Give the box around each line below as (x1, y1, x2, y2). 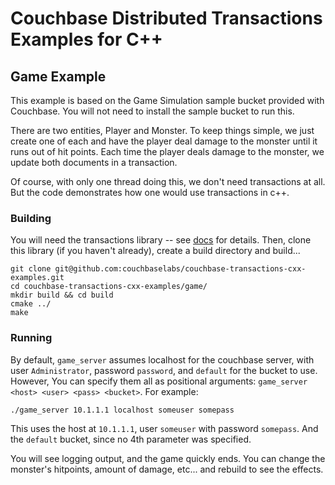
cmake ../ (10, 299, 52, 309)
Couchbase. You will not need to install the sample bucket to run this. (10, 105, 295, 117)
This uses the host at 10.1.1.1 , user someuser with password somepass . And (10, 422, 319, 434)
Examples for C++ (10, 28, 163, 51)
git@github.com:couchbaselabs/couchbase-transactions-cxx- (54, 264, 307, 274)
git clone (10, 264, 52, 274)
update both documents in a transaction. (10, 157, 178, 168)
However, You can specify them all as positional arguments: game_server (10, 375, 308, 387)
